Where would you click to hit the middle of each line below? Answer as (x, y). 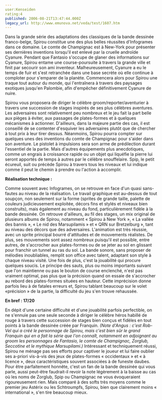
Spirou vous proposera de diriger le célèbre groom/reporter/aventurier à (77, 103)
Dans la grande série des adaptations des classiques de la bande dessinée (79, 37)
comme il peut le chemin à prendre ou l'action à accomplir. (63, 169)
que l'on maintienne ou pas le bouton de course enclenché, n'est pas (74, 271)
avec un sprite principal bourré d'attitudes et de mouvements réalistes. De (79, 235)
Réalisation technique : (29, 179)
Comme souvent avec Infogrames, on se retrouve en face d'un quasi (73, 188)
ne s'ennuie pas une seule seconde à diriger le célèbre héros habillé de (76, 315)
